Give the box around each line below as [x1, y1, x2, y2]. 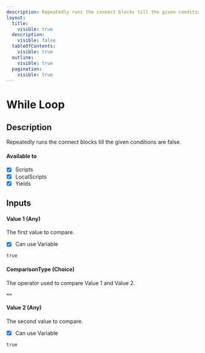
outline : [12, 54, 34, 61]
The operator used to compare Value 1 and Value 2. [6, 279, 135, 286]
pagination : [12, 65, 43, 72]
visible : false [17, 37, 56, 43]
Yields [15, 180, 31, 187]
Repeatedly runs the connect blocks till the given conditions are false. [6, 138, 182, 146]
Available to [6, 152, 37, 160]
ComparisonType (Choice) [6, 266, 75, 273]
